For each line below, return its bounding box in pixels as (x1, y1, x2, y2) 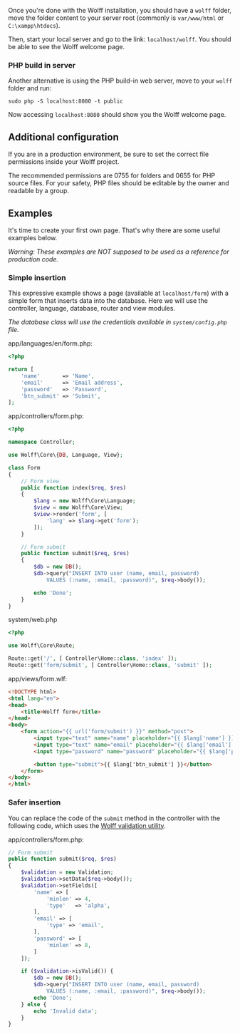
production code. (8, 254, 59, 263)
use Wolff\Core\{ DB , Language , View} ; (8, 452, 123, 459)
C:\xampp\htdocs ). (8, 21, 61, 29)
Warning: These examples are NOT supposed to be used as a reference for (8, 247, 230, 256)
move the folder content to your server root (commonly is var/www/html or (8, 14, 224, 22)
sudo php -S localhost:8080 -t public (8, 98, 123, 105)
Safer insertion (8, 797, 61, 807)
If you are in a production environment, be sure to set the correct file (8, 150, 209, 159)
